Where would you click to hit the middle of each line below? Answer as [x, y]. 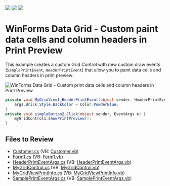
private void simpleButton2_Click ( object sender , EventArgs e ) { [75, 114]
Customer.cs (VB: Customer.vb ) [46, 151]
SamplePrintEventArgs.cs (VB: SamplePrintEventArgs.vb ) [72, 178]
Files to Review [30, 139]
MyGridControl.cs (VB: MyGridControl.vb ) [56, 168]
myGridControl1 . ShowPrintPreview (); [53, 119]
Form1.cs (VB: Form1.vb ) [38, 157]
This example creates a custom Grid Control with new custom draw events [83, 64]
